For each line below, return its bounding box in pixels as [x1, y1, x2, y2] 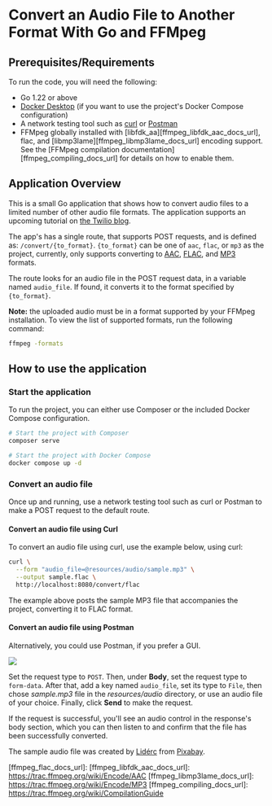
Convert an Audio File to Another [8, 6, 235, 24]
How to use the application [8, 362, 147, 376]
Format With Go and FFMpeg [8, 23, 206, 42]
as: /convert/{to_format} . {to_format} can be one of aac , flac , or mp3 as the [8, 240, 265, 250]
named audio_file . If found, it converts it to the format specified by [8, 282, 235, 291]
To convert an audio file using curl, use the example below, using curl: [8, 542, 243, 552]
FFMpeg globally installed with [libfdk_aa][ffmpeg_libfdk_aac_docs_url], [20, 128, 261, 137]
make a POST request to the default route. [8, 506, 151, 515]
